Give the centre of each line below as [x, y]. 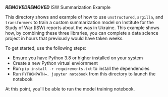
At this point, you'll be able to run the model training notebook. [70, 89]
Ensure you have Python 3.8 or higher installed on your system [78, 58]
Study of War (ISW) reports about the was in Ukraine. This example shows [82, 28]
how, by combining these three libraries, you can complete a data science [82, 33]
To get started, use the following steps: [46, 48]
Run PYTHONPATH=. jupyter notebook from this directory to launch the [84, 74]
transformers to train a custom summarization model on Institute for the [79, 22]
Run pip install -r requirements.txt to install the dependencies [81, 68]
